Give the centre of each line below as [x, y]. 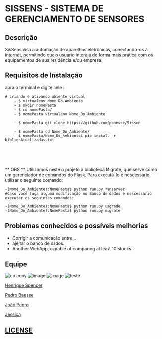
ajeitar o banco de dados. [38, 243]
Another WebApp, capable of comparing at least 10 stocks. [72, 248]
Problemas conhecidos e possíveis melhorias [77, 226]
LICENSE [19, 330]
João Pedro [17, 305]
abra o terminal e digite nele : [35, 87]
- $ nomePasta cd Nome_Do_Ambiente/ [52, 131]
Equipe [16, 264]
